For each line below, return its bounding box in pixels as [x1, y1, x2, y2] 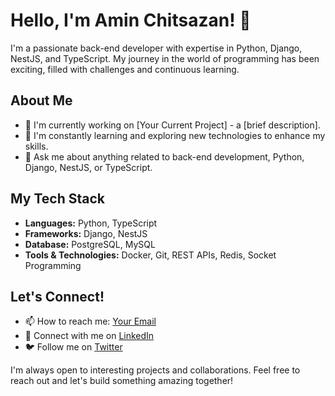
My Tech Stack [10, 190, 105, 208]
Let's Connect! [10, 288, 105, 305]
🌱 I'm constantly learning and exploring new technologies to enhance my [24, 129, 326, 141]
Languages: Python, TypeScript [24, 217, 158, 229]
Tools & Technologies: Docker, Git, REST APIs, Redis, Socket [24, 249, 277, 261]
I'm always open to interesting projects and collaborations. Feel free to [10, 364, 301, 376]
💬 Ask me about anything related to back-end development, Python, [24, 150, 305, 163]
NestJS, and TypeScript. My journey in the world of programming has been [10, 52, 320, 64]
